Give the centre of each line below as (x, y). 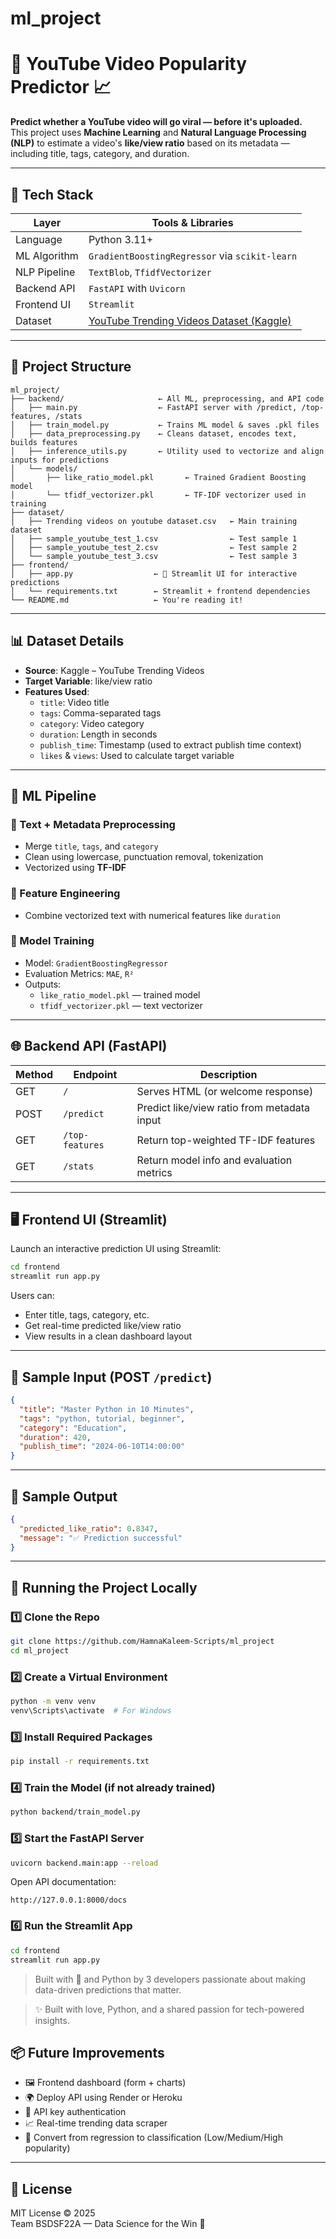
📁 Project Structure (71, 367)
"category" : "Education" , (73, 1428)
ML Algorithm (47, 255)
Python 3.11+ (121, 239)
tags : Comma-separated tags (100, 713)
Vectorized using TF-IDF (75, 868)
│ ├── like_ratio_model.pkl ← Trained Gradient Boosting (158, 477)
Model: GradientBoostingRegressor (96, 963)
